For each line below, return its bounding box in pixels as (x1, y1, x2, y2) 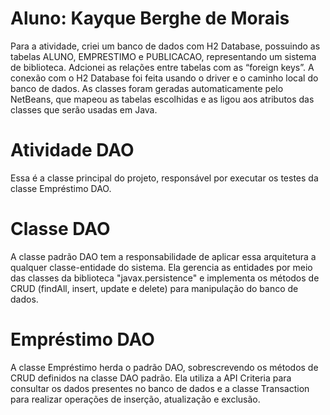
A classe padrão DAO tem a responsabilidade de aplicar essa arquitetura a (10, 250, 317, 262)
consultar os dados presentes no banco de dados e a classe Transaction (10, 382, 310, 394)
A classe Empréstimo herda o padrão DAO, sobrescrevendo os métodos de (10, 361, 319, 373)
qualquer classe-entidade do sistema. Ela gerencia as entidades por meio (10, 261, 313, 273)
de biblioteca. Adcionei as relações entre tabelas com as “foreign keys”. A (10, 61, 315, 73)
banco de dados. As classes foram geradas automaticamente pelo (10, 82, 284, 94)
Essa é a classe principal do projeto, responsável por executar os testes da (10, 172, 319, 184)
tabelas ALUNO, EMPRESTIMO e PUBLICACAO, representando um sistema (10, 50, 317, 62)
